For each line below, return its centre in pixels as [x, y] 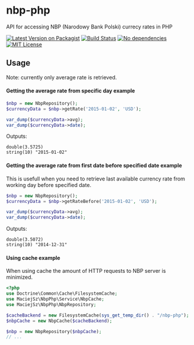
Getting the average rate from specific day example [71, 91]
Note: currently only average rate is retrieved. [62, 77]
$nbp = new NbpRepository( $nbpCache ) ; [54, 331]
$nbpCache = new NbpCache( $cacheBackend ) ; [59, 321]
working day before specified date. [49, 185]
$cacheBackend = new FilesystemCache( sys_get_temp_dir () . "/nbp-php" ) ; [98, 315]
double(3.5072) [25, 240]
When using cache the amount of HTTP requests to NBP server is [86, 271]
